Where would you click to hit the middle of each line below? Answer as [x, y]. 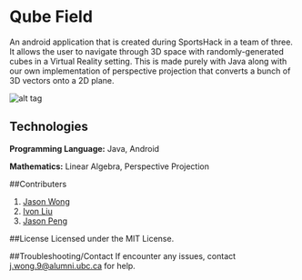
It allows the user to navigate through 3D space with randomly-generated [147, 51]
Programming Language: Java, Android [85, 148]
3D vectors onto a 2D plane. [62, 80]
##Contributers [38, 184]
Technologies [49, 127]
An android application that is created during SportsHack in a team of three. [151, 42]
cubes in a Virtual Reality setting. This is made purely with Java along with [148, 61]
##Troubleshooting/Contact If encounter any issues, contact [123, 255]
